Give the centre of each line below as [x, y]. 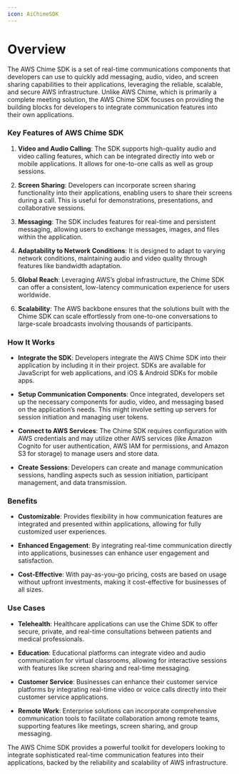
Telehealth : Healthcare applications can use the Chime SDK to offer [118, 623]
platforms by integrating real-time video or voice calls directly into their [122, 689]
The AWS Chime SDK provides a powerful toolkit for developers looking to [116, 747]
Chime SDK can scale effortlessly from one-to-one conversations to [117, 316]
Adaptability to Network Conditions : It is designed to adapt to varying [122, 250]
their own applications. [41, 114]
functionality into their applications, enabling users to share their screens [125, 193]
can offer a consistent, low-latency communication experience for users [124, 287]
